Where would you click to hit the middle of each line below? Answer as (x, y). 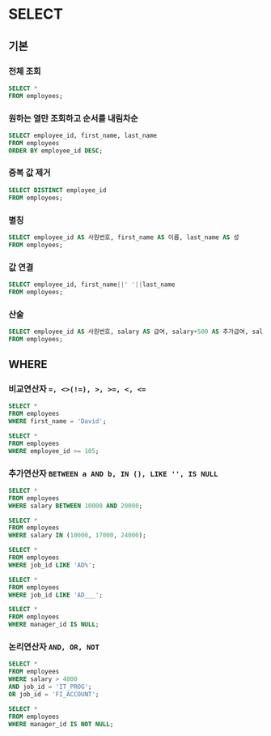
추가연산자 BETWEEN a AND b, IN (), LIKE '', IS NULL (113, 473)
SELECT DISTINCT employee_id (57, 190)
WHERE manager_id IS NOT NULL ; (61, 724)
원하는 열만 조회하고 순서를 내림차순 (74, 118)
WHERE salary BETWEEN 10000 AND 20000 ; (76, 506)
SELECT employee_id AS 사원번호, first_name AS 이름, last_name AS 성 (124, 237)
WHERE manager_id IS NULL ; (54, 625)
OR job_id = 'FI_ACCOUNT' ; (54, 694)
